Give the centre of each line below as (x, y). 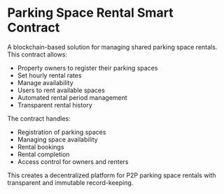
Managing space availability (57, 139)
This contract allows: (37, 54)
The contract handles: (39, 118)
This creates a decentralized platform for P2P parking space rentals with (112, 175)
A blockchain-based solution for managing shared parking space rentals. (112, 47)
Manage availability (45, 82)
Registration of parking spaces (62, 132)
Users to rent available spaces (61, 90)
